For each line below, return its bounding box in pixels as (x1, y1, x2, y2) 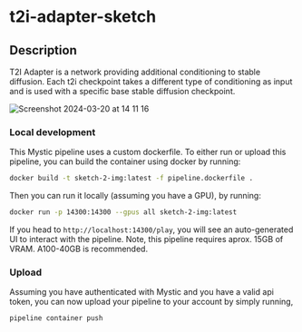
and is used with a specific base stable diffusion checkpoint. (9, 86, 236, 96)
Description (9, 43, 77, 58)
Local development (9, 125, 96, 138)
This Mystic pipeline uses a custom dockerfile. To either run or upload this (9, 147, 287, 158)
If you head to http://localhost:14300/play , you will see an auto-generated (9, 224, 294, 235)
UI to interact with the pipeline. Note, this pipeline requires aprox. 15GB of (9, 234, 284, 245)
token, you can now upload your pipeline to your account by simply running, (9, 297, 294, 308)
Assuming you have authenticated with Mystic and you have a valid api (9, 287, 275, 298)
